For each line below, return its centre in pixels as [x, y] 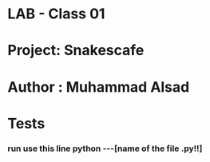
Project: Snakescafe [76, 51]
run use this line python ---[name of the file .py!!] [105, 148]
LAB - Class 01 [56, 14]
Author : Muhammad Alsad [99, 87]
